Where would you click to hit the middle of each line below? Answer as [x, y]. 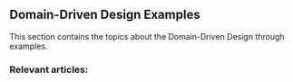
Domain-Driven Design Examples [105, 15]
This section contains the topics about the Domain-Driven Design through [147, 36]
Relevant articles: [49, 69]
